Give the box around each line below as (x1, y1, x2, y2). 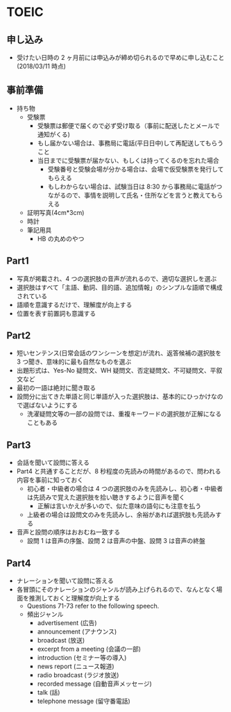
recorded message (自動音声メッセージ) (37, 679, 152, 688)
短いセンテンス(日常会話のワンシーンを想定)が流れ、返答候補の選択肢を (16, 349, 222, 357)
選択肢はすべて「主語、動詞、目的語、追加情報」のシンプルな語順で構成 (16, 283, 223, 291)
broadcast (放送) (37, 636, 85, 645)
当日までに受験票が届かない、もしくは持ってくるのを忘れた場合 (37, 156, 219, 164)
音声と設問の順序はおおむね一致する (16, 528, 121, 536)
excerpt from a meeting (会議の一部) (37, 645, 142, 654)
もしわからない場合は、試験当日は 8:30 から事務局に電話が (47, 182, 216, 191)
